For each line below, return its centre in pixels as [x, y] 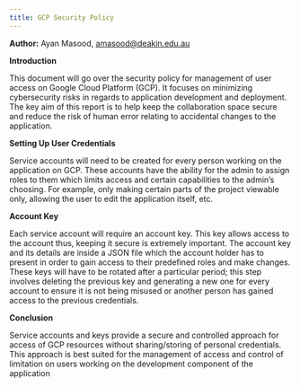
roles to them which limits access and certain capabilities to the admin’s [142, 180]
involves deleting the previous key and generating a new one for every [140, 281]
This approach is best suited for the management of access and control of [147, 354]
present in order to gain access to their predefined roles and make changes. [150, 262]
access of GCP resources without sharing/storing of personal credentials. [146, 344]
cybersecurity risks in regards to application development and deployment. [148, 97]
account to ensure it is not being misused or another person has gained [141, 290]
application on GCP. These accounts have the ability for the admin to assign [150, 170]
